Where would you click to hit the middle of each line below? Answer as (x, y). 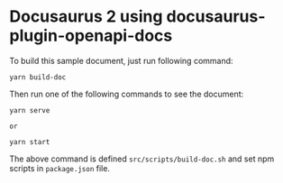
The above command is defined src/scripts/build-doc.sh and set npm (142, 159)
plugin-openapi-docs (91, 36)
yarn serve (30, 110)
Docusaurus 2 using (86, 17)
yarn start (30, 142)
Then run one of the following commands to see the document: (127, 94)
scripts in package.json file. (60, 168)
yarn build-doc (38, 77)
